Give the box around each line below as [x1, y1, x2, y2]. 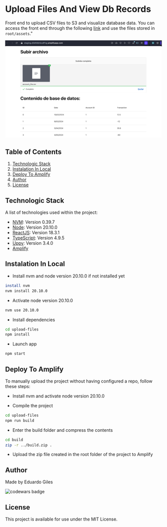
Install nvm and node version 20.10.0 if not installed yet [12, 273, 125, 279]
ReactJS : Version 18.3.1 [12, 230, 60, 236]
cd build [5, 437, 23, 442]
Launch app [12, 341, 37, 347]
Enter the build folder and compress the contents [12, 427, 113, 433]
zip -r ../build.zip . [5, 443, 52, 448]
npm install [5, 332, 30, 337]
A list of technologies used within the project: [5, 209, 98, 215]
